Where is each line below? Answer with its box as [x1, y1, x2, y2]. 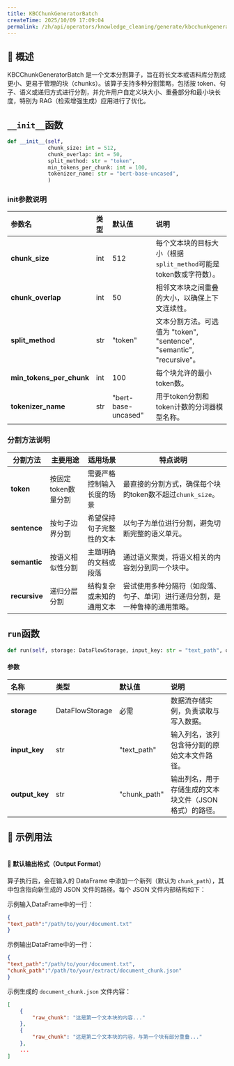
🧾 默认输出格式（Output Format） [7, 860, 105, 868]
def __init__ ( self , [7, 138, 64, 145]
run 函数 [7, 628, 40, 640]
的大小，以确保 [155, 294, 205, 303]
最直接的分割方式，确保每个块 [123, 479, 221, 489]
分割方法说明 [7, 435, 51, 445]
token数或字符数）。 [155, 270, 220, 280]
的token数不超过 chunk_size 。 [123, 489, 219, 499]
